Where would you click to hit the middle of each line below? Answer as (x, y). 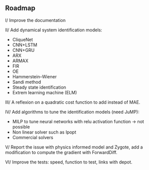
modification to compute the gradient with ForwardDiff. (61, 152)
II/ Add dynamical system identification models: (54, 30)
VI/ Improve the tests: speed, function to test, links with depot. (69, 162)
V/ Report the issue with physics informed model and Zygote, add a (74, 147)
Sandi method (27, 82)
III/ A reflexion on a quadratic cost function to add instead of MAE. (73, 102)
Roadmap (20, 8)
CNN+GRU (23, 50)
